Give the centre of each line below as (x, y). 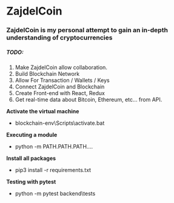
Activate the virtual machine (43, 111)
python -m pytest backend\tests (55, 194)
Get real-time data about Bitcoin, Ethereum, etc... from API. (89, 100)
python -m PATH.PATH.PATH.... (54, 147)
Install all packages (31, 158)
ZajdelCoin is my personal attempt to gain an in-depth (87, 30)
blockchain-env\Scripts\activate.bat (60, 123)
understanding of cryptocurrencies (59, 38)
